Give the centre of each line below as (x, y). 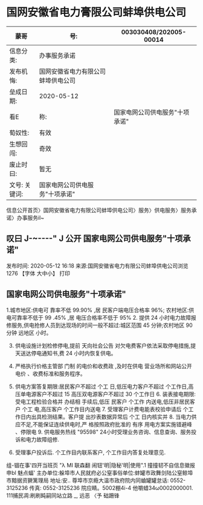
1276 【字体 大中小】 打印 (38, 273)
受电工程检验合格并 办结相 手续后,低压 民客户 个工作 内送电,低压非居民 (102, 401)
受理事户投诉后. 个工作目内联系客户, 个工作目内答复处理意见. (90, 452)
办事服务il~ (31, 217)
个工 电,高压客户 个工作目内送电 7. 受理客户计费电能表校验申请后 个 (105, 409)
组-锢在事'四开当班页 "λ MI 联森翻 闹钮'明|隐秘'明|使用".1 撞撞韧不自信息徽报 (101, 465)
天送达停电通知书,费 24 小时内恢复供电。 (66, 353)
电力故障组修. (42, 439)
